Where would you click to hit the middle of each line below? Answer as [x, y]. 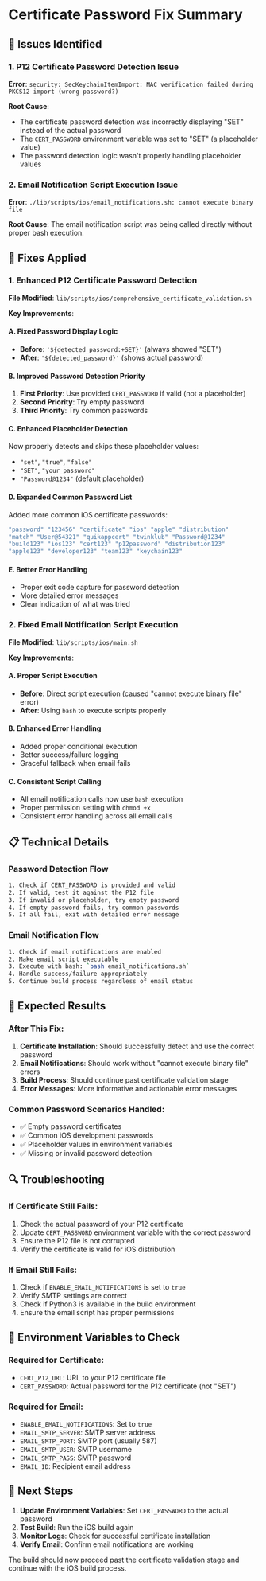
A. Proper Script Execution [53, 676]
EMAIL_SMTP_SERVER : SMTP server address [88, 1432]
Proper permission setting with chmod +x [85, 808]
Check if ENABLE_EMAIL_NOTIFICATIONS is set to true [102, 1286]
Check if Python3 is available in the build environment [108, 1304]
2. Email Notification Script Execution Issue [93, 185]
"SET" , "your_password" [57, 470]
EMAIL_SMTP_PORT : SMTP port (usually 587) [88, 1440]
